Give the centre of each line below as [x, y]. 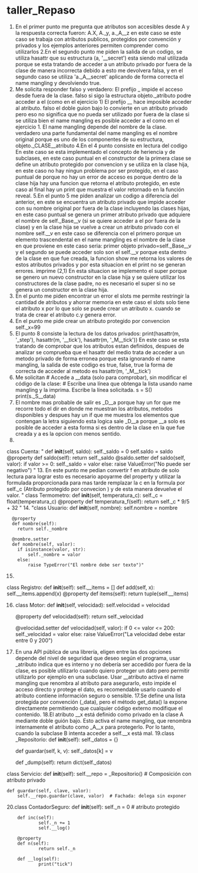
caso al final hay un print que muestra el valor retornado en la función [100, 189]
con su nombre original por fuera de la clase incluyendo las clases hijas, [103, 208]
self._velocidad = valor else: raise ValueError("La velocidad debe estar [100, 634]
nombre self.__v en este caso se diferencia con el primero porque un [98, 233]
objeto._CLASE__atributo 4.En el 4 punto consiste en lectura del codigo [101, 146]
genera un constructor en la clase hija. [62, 289]
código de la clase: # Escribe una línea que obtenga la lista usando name [104, 383]
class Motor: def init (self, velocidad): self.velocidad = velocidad [92, 605]
